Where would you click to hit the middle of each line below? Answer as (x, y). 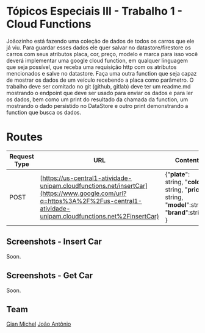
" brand (175, 212)
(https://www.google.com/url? (83, 193)
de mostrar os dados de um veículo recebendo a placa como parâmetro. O (100, 80)
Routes (24, 137)
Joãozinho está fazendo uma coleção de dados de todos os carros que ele (100, 41)
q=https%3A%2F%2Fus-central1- (91, 201)
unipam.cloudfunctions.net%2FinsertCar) (100, 216)
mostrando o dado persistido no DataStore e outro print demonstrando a (97, 106)
